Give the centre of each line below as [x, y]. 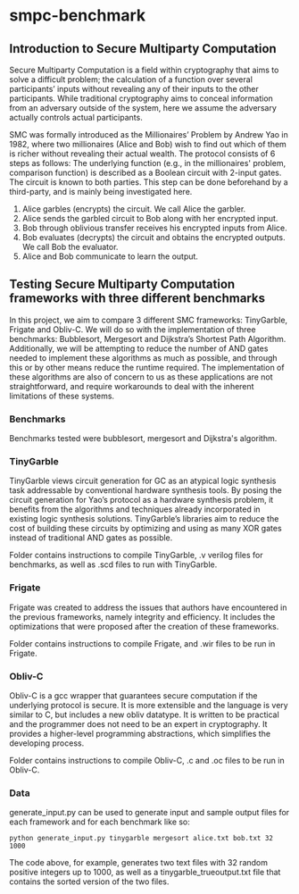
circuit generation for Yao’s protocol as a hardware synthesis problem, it [141, 500]
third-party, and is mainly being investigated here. [101, 192]
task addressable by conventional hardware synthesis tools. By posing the [146, 490]
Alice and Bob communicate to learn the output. [110, 256]
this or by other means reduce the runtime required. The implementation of [147, 367]
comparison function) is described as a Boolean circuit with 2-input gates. [145, 172]
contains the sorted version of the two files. [89, 881]
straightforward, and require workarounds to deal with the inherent [132, 386]
